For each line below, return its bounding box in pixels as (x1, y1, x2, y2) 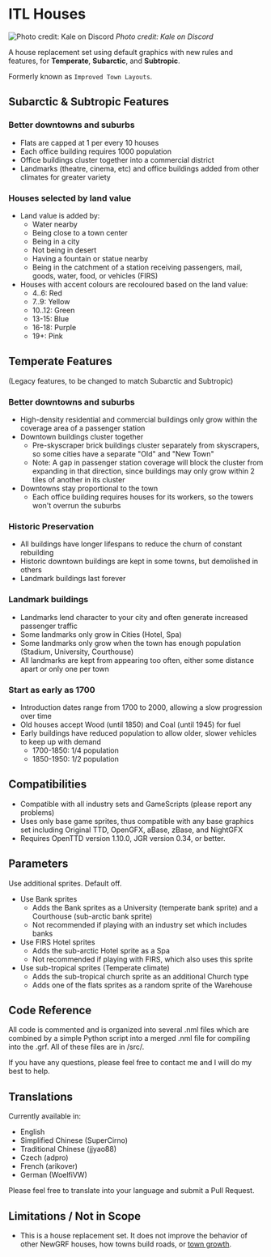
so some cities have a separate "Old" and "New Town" (32, 449, 214, 459)
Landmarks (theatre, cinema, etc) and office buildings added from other (19, 163, 260, 173)
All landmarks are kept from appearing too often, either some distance (19, 655, 255, 665)
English (19, 1127, 45, 1137)
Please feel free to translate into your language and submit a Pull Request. (8, 1186, 255, 1195)
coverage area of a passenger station (19, 423, 146, 433)
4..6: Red (32, 288, 63, 298)
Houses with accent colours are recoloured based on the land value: (19, 279, 248, 289)
